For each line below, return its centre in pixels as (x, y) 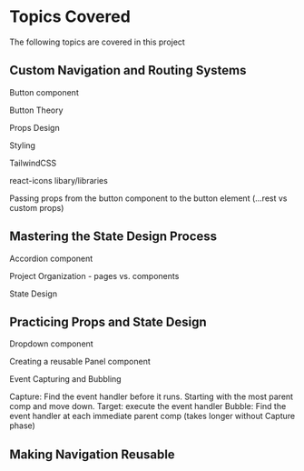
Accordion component (51, 258)
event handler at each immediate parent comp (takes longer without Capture (152, 416)
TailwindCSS (33, 163)
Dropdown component (51, 344)
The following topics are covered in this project (98, 42)
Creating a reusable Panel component (80, 362)
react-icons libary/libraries (59, 180)
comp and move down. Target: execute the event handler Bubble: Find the (148, 406)
